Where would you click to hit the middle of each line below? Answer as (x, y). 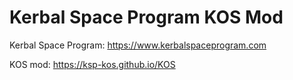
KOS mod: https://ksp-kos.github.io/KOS (92, 64)
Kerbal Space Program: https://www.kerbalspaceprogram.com (138, 45)
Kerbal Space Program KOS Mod (146, 17)
